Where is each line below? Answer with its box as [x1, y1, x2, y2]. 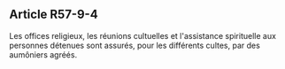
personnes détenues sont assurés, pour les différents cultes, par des [9, 40, 261, 50]
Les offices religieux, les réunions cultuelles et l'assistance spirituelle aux [9, 30, 277, 41]
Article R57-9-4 [9, 7, 99, 22]
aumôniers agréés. [9, 49, 78, 60]
